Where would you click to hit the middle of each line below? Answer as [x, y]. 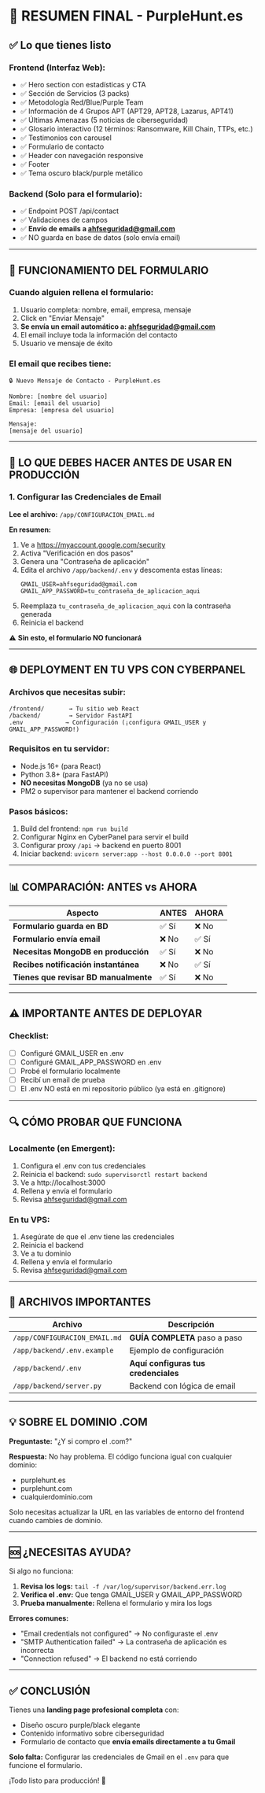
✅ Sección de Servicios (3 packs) [75, 93]
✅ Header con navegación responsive [82, 155]
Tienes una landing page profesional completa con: [94, 1710]
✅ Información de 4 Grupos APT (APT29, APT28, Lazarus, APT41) [127, 111]
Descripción [191, 1324]
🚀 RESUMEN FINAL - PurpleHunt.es [126, 16]
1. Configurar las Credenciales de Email [85, 497]
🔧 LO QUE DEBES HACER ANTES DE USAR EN [121, 462]
